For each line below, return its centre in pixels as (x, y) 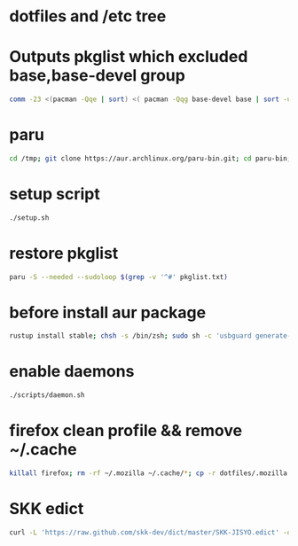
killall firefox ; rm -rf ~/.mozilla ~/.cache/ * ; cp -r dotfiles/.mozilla (149, 473)
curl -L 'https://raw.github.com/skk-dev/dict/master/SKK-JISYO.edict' (144, 532)
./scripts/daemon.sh (47, 395)
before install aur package (108, 312)
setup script (55, 194)
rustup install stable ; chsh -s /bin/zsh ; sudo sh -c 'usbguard (130, 336)
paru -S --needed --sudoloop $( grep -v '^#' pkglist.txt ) (118, 277)
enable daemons (72, 372)
